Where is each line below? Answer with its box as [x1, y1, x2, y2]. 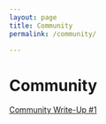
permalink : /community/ [9, 29, 97, 38]
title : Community [9, 21, 73, 30]
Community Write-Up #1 [9, 105, 97, 115]
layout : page [9, 12, 57, 22]
